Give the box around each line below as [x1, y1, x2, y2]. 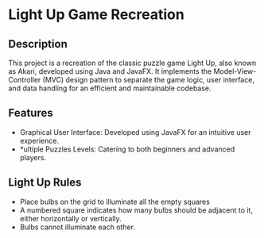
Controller [8, 75, 41, 84]
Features [8, 106, 53, 120]
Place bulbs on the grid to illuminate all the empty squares [19, 197, 211, 206]
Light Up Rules [8, 176, 82, 190]
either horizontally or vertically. [19, 213, 122, 223]
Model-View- [213, 67, 257, 76]
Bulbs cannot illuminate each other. [19, 222, 135, 232]
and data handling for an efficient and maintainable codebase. [8, 83, 212, 93]
